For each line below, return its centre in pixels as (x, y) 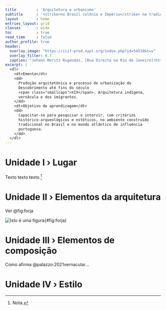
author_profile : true (27, 42)
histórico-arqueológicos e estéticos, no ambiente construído (83, 120)
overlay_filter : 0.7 (31, 56)
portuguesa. (30, 129)
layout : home (27, 19)
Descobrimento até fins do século (54, 88)
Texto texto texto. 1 (24, 177)
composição (31, 251)
